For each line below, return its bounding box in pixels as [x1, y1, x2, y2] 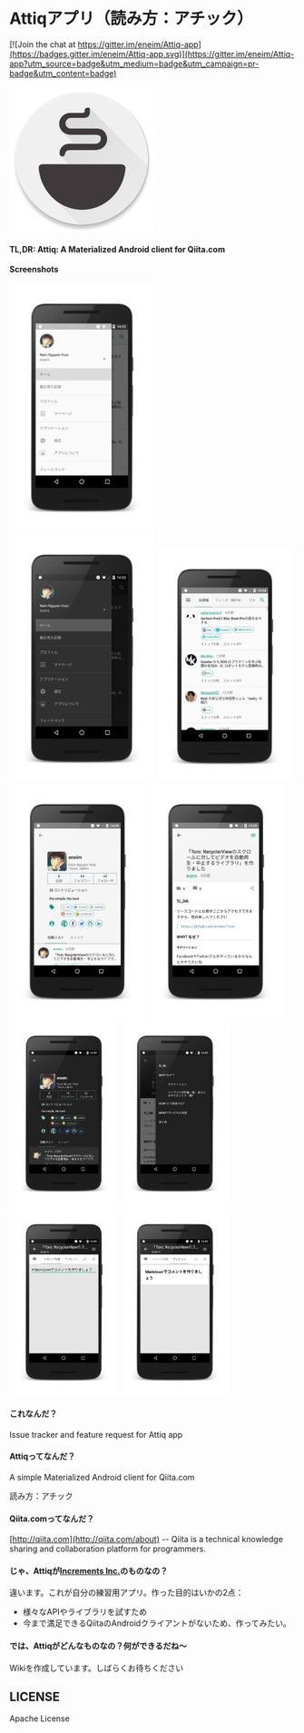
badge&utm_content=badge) [9, 67, 117, 78]
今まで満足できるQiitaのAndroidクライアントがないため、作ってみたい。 [22, 1618, 292, 1629]
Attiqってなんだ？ [9, 1451, 76, 1462]
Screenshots [9, 264, 59, 275]
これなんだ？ [9, 1409, 57, 1420]
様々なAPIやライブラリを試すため [22, 1607, 148, 1618]
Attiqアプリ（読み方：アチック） [9, 8, 254, 29]
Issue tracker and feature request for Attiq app [9, 1429, 183, 1440]
